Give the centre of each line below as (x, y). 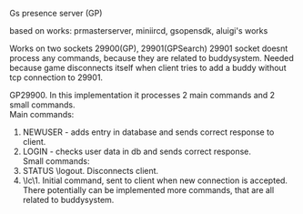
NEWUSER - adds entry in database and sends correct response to (148, 132)
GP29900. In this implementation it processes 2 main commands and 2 (142, 95)
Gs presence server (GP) (56, 13)
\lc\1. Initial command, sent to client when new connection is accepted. (155, 180)
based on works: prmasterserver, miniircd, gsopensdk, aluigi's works (139, 31)
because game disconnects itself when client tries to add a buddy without (148, 68)
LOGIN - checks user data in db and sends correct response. (137, 151)
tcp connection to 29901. (56, 77)
